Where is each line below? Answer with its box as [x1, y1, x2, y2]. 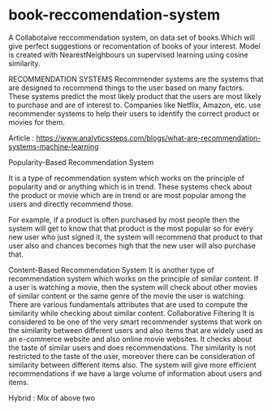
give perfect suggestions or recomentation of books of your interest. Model [8, 41, 261, 50]
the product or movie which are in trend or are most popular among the [8, 190, 246, 200]
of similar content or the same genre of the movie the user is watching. [8, 291, 246, 301]
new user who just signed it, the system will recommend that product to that [8, 231, 263, 241]
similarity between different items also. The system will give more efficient [8, 360, 257, 370]
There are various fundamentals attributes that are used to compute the [8, 299, 248, 309]
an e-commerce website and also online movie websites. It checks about [8, 334, 253, 344]
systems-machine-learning [8, 141, 99, 151]
